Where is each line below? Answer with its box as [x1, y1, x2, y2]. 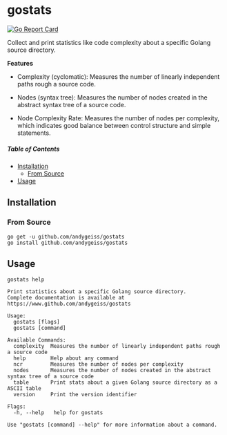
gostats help [7, 276, 45, 284]
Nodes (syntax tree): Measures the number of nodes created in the [17, 93, 208, 102]
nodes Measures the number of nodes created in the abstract [13, 367, 212, 374]
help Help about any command [13, 355, 119, 362]
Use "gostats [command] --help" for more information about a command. [7, 421, 217, 429]
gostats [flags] [13, 319, 60, 326]
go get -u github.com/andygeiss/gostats [7, 233, 126, 240]
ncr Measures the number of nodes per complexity [13, 361, 184, 368]
